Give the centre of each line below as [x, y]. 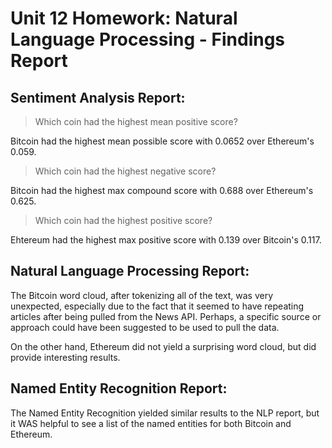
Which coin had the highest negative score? [125, 171]
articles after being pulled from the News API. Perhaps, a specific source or [166, 316]
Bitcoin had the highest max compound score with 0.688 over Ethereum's [162, 190]
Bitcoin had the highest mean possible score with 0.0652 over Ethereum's [162, 141]
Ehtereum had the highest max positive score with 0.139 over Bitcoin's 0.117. [166, 240]
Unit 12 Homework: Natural [124, 18]
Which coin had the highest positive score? [123, 220]
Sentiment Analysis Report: [98, 97]
